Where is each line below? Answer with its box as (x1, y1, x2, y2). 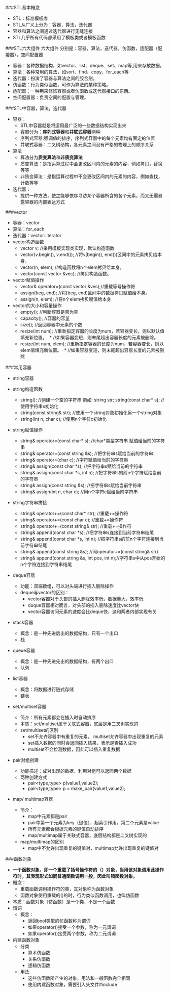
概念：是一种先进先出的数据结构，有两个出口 (20, 658, 114, 664)
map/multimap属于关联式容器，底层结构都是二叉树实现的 (27, 832, 147, 838)
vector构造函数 (12, 239, 44, 245)
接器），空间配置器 (5, 52, 43, 58)
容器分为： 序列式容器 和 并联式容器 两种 (20, 129, 100, 135)
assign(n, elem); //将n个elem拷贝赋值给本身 (20, 296, 112, 302)
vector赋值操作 (12, 277, 44, 283)
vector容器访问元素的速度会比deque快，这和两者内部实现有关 (27, 608, 157, 615)
